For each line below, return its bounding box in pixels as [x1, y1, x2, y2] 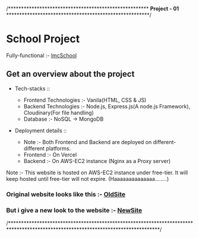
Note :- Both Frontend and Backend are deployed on [23, 138, 152, 145]
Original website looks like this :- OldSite [6, 190, 126, 198]
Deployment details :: [14, 127, 67, 134]
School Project [6, 32, 80, 46]
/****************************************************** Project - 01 [6, 5, 179, 12]
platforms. [46, 145, 71, 152]
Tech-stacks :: [14, 84, 50, 92]
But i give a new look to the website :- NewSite [6, 206, 143, 214]
